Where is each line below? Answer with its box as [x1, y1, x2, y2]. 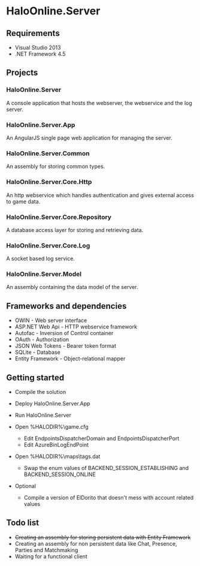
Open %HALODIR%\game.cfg [14, 423, 89, 430]
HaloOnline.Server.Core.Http [6, 178, 92, 186]
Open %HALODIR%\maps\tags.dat [14, 453, 101, 460]
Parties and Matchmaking [14, 546, 78, 553]
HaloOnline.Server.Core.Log [6, 241, 90, 249]
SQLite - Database [14, 349, 61, 356]
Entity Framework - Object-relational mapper [14, 355, 126, 362]
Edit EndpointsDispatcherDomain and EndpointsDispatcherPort [23, 435, 180, 442]
